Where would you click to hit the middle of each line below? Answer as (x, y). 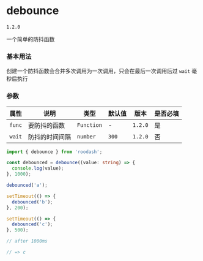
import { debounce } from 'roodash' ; (54, 152)
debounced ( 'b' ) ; (32, 202)
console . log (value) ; (38, 168)
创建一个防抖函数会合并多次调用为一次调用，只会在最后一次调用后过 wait (98, 71)
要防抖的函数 (46, 125)
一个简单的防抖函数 (31, 39)
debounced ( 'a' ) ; (27, 185)
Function (90, 125)
